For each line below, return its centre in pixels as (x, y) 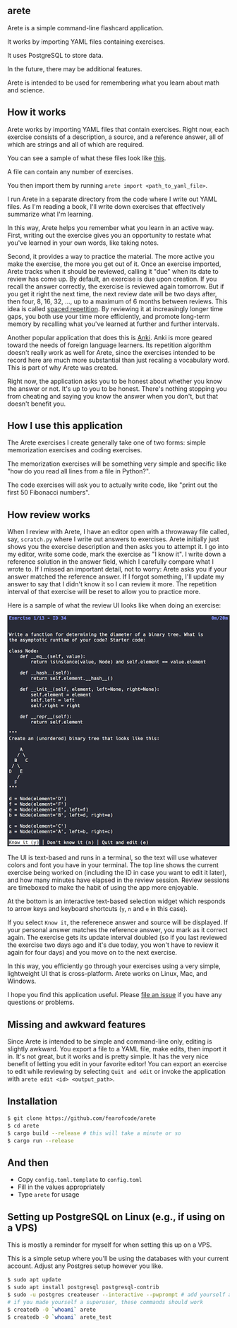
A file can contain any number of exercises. (71, 171)
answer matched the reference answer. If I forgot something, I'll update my (116, 577)
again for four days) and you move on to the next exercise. (92, 953)
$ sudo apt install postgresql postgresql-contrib (83, 1287)
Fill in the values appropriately (61, 1187)
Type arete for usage (48, 1195)
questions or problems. (41, 1002)
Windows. (22, 981)
